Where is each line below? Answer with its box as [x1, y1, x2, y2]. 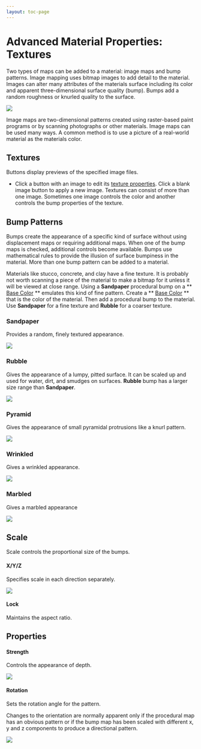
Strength [6, 648, 29, 655]
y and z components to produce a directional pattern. [6, 724, 138, 732]
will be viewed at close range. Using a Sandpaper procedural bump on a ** [6, 283, 193, 290]
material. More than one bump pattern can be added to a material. [6, 258, 169, 266]
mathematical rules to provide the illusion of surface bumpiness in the [6, 252, 179, 260]
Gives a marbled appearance [6, 503, 78, 511]
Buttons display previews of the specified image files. [6, 169, 139, 176]
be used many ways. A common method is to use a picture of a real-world [6, 129, 190, 136]
